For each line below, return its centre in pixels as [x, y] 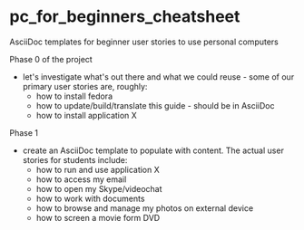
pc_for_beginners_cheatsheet [125, 17]
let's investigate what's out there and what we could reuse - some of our [158, 77]
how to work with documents [90, 198]
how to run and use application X [98, 169]
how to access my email [81, 179]
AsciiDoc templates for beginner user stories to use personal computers [144, 42]
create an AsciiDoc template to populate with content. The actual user [153, 150]
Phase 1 [24, 132]
